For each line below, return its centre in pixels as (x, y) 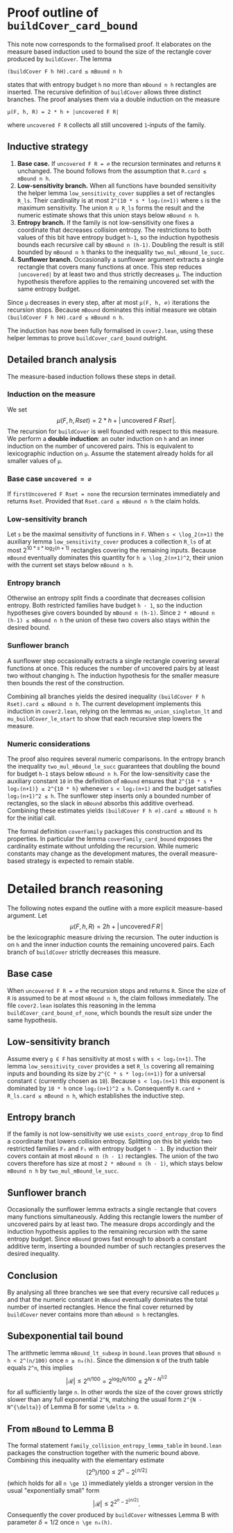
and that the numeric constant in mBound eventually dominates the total (107, 1299)
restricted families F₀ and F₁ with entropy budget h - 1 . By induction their (112, 1149)
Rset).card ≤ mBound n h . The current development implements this (104, 703)
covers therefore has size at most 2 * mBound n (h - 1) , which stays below (115, 1164)
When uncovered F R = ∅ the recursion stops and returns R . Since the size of (116, 990)
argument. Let (27, 915)
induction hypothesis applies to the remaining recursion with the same (107, 1232)
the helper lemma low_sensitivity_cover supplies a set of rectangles (116, 193)
